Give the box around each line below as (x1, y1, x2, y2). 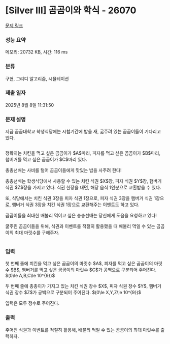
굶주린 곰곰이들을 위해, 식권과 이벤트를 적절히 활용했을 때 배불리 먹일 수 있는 (5, 223, 156, 230)
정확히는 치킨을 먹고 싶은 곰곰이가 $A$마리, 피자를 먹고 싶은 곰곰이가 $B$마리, (5, 150, 161, 156)
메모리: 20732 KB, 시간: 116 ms (5, 49, 68, 55)
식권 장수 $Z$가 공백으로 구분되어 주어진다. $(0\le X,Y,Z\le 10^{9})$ (5, 290, 142, 296)
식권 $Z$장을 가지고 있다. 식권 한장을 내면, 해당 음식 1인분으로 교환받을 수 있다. (5, 184, 161, 191)
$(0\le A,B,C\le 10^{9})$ (5, 273, 55, 279)
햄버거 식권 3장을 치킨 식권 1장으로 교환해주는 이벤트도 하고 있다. (12, 202, 140, 208)
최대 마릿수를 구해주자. (14, 230, 60, 236)
